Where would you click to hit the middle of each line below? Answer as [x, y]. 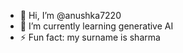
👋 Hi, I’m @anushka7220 [70, 15]
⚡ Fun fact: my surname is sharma [90, 37]
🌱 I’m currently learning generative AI [96, 26]
